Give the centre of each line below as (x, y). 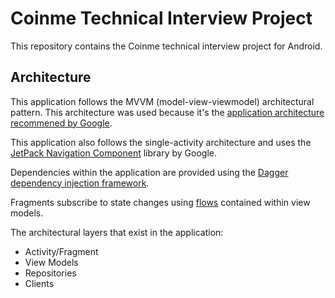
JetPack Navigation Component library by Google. (114, 153)
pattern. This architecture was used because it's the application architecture (167, 112)
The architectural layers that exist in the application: (117, 232)
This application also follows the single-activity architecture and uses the (161, 142)
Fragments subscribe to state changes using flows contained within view (160, 202)
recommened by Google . (61, 123)
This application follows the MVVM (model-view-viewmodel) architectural (162, 101)
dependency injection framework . (80, 183)
